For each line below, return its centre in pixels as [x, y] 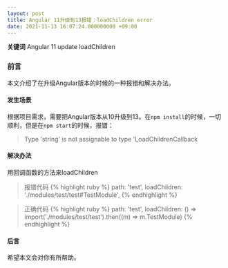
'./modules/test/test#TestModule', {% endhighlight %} [101, 195]
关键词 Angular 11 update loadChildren [61, 47]
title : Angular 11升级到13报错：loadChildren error [80, 20]
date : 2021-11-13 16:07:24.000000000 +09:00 [72, 26]
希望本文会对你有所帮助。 [44, 258]
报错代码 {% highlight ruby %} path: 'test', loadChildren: [103, 187]
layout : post [26, 13]
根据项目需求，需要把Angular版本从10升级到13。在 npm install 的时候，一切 [114, 116]
